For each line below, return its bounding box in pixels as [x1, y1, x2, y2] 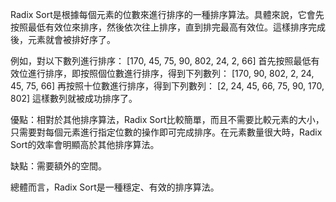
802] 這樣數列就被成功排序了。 [10, 93, 138, 104]
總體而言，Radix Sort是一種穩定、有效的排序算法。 [10, 181, 220, 193]
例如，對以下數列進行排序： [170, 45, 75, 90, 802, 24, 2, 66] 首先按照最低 [10, 55, 312, 67]
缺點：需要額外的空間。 [10, 160, 107, 172]
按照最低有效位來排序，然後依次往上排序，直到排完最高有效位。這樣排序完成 [10, 21, 326, 33]
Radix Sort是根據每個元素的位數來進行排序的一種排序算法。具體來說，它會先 [10, 9, 325, 20]
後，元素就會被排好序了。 [10, 34, 116, 45]
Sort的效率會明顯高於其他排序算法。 [10, 139, 160, 150]
